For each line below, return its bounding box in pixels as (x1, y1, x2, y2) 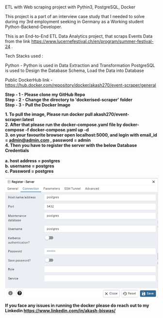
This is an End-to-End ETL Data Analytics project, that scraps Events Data (5, 34, 153, 39)
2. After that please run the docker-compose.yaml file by (5, 122, 122, 127)
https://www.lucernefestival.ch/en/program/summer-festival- (31, 38, 154, 44)
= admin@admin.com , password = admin (5, 137, 91, 143)
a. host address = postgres (5, 158, 61, 163)
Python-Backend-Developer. (5, 24, 62, 30)
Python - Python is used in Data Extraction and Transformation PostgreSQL (5, 63, 155, 68)
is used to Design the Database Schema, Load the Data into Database (5, 68, 144, 73)
